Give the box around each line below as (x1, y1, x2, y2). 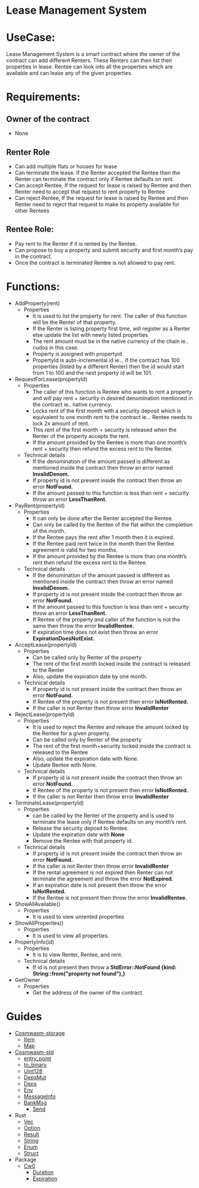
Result (23, 1130, 40, 1137)
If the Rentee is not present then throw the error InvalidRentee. (32, 894, 187, 901)
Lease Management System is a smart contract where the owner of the (6, 51, 180, 58)
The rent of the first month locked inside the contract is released (32, 660, 191, 667)
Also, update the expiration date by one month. (32, 673, 147, 680)
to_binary (23, 1061, 47, 1068)
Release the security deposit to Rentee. (32, 824, 129, 831)
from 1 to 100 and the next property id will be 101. (32, 369, 153, 376)
